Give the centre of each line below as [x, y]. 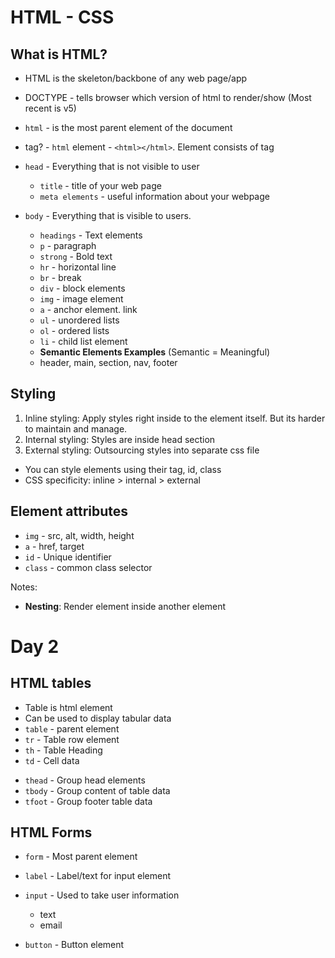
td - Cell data [52, 760]
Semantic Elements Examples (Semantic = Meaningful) [155, 352]
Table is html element [68, 707]
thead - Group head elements [85, 780]
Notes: [24, 587]
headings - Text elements [91, 235]
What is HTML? [59, 54]
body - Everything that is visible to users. [108, 215]
